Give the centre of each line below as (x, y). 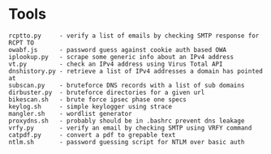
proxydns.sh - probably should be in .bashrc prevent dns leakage (127, 121)
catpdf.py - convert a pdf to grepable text (92, 135)
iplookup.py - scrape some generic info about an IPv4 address (121, 57)
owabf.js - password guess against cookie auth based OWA (118, 49)
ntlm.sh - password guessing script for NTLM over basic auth (127, 142)
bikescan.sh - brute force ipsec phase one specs (97, 99)
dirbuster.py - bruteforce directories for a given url (107, 92)
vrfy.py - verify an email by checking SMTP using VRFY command (130, 128)
